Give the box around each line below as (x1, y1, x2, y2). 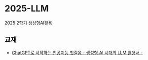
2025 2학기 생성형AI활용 (4, 20, 53, 26)
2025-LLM (4, 3, 49, 14)
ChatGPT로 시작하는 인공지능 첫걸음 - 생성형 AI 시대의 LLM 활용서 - (11, 50, 143, 56)
